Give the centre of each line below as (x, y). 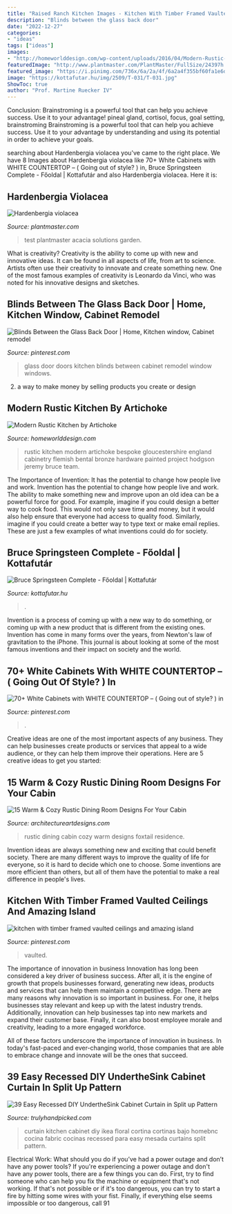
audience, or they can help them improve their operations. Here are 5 (105, 754)
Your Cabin (32, 793)
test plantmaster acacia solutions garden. (83, 239)
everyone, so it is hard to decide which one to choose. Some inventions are (114, 864)
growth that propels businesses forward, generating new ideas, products (111, 983)
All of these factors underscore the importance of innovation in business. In (115, 1040)
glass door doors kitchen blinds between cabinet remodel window (118, 366)
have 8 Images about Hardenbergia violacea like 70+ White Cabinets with (112, 160)
